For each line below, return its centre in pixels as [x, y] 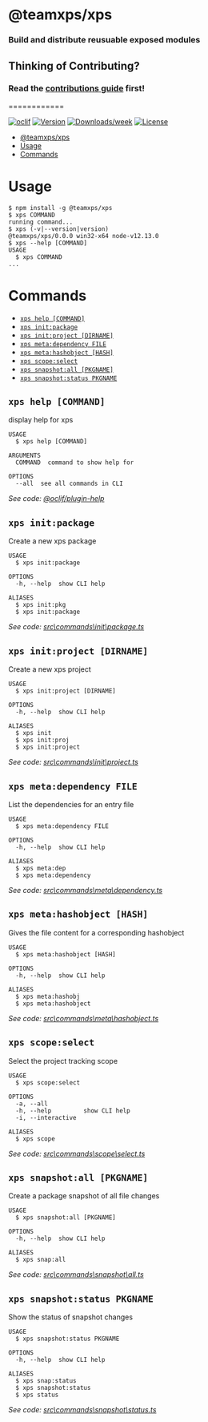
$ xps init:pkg [41, 605]
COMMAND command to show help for [75, 463]
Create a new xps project [50, 669]
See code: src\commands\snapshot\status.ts [82, 1410]
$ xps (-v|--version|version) [59, 229]
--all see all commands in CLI [70, 484]
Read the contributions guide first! [77, 88]
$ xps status [37, 1395]
